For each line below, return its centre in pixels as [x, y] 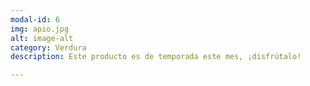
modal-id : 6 [35, 19]
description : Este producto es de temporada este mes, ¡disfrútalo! [156, 57]
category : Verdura [48, 47]
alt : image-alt [42, 38]
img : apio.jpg [40, 29]
